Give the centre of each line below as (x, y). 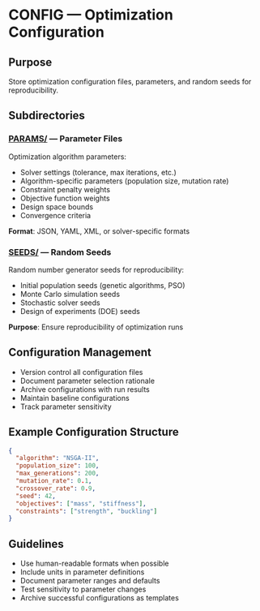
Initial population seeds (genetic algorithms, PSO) (102, 285)
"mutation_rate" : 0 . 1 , (54, 481)
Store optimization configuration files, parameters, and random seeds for (130, 82)
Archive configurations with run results (85, 389)
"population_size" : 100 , (58, 466)
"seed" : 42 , (36, 496)
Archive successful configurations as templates (100, 598)
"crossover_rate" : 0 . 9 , (55, 488)
